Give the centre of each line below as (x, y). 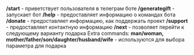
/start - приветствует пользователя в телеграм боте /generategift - (91, 8)
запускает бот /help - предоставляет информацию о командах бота (91, 15)
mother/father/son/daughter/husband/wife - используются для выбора (96, 39)
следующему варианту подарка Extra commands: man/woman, (85, 33)
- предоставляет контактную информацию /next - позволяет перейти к (95, 27)
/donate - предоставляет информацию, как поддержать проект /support (97, 21)
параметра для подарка (36, 46)
